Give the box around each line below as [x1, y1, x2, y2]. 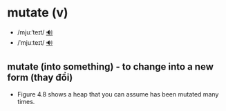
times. [17, 97, 35, 105]
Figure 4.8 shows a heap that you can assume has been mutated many [17, 90, 219, 98]
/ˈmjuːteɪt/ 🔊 [17, 38, 53, 46]
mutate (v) [7, 5, 68, 21]
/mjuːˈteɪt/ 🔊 [17, 28, 53, 36]
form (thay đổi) [7, 72, 73, 83]
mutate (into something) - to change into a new [7, 61, 214, 73]
